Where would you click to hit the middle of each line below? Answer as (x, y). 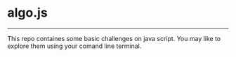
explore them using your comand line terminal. (74, 46)
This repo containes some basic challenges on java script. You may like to (114, 38)
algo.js (27, 13)
